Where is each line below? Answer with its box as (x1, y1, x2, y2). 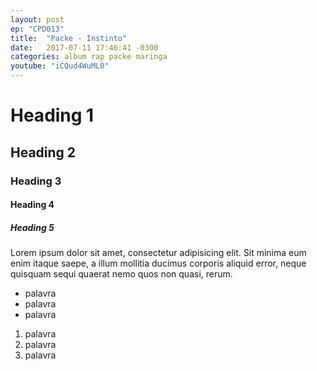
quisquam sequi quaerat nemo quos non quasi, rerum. (10, 268, 233, 280)
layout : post (10, 14, 65, 25)
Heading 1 (10, 104, 95, 127)
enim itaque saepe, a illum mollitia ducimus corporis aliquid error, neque (10, 257, 307, 270)
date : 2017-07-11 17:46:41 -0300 (10, 42, 159, 53)
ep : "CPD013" (10, 24, 65, 34)
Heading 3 (10, 174, 62, 188)
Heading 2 (10, 144, 77, 161)
